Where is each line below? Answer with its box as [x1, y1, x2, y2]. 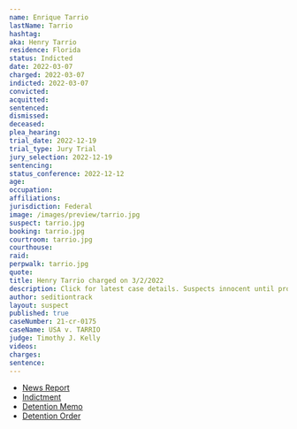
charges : [9, 350, 42, 359]
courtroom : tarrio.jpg [9, 235, 93, 244]
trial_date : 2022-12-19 [9, 136, 97, 145]
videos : [9, 341, 38, 350]
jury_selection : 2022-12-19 [9, 152, 113, 162]
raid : [9, 251, 29, 261]
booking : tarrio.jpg [9, 226, 86, 235]
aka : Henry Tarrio [9, 37, 77, 47]
